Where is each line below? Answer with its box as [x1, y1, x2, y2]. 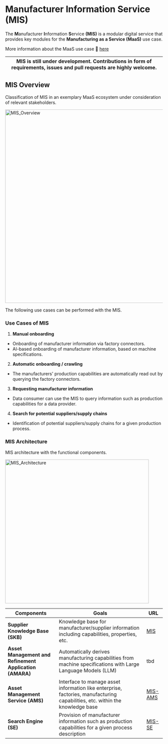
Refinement [7, 658, 36, 665]
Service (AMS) [7, 697, 43, 704]
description [58, 730, 86, 737]
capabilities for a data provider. [12, 401, 76, 407]
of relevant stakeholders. [5, 99, 56, 105]
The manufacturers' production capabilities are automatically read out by [12, 371, 163, 377]
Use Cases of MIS [5, 320, 49, 327]
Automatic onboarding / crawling [12, 361, 83, 367]
